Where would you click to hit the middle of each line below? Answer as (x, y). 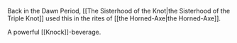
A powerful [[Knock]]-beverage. (54, 32)
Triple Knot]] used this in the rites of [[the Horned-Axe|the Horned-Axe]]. (114, 18)
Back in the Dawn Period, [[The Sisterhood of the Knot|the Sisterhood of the (119, 11)
